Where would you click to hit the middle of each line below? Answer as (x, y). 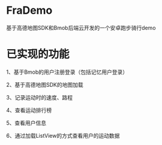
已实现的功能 (38, 54)
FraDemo (29, 10)
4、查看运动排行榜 (29, 110)
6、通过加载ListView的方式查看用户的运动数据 (63, 135)
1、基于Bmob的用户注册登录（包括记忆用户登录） (67, 72)
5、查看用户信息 (26, 123)
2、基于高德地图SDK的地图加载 (45, 84)
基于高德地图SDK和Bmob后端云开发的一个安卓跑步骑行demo (81, 28)
